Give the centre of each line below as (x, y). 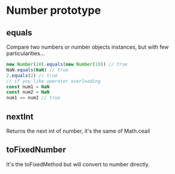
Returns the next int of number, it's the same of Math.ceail (78, 131)
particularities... (26, 53)
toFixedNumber (36, 150)
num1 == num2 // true (33, 98)
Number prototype (54, 10)
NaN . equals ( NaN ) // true (37, 70)
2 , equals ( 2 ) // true (32, 76)
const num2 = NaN (28, 92)
